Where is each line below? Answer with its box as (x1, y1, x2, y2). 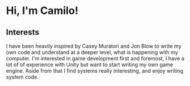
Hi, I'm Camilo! (6, 4, 79, 17)
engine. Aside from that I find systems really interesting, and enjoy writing (6, 67, 184, 74)
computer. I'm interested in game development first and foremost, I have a (6, 55, 185, 62)
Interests (6, 27, 40, 37)
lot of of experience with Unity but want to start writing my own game (6, 61, 174, 68)
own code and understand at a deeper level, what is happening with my (6, 49, 178, 56)
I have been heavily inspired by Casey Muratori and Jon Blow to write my (6, 42, 182, 49)
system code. (6, 74, 39, 80)
